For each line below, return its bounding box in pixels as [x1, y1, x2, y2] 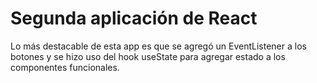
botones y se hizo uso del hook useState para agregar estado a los [10, 50, 286, 62]
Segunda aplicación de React [10, 7, 258, 30]
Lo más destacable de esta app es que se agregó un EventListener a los [10, 40, 307, 52]
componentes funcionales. [10, 61, 120, 73]
